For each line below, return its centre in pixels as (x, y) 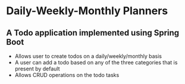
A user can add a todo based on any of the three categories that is (96, 62)
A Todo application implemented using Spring (93, 33)
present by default (37, 69)
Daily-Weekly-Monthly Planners (87, 11)
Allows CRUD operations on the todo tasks (67, 75)
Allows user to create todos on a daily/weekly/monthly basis (88, 56)
